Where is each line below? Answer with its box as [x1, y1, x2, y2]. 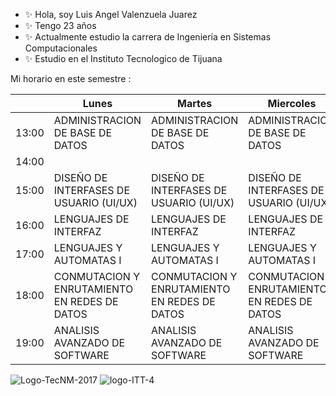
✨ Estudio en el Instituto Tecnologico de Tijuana [24, 53, 223, 64]
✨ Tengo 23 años [24, 20, 97, 31]
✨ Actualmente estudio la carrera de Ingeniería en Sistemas [24, 31, 272, 43]
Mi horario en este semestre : [10, 73, 132, 84]
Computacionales [24, 42, 98, 54]
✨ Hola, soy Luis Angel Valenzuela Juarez [24, 9, 198, 20]
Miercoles [267, 97, 317, 110]
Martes [177, 97, 213, 110]
